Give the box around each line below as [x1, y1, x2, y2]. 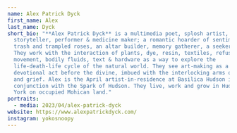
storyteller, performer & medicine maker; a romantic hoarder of [13, 37, 210, 44]
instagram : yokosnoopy [7, 115, 74, 122]
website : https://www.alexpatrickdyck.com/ [7, 108, 138, 115]
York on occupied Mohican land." [13, 89, 112, 96]
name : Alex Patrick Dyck [7, 10, 80, 18]
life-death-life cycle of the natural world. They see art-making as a [13, 63, 229, 70]
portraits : [7, 96, 39, 103]
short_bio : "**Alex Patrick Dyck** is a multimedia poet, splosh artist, [7, 30, 229, 37]
